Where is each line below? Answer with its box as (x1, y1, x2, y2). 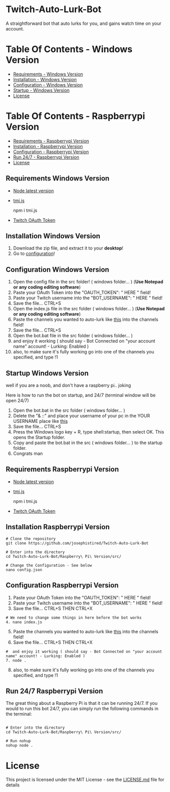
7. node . (6, 658, 27, 663)
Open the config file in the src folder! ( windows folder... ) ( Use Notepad (13, 279, 163, 285)
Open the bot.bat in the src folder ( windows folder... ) (13, 407, 125, 414)
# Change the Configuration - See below (6, 563, 93, 568)
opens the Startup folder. (13, 435, 65, 441)
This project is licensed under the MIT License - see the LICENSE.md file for (6, 777, 164, 783)
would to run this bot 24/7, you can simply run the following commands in (6, 706, 159, 712)
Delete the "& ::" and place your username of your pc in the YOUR (13, 413, 150, 419)
